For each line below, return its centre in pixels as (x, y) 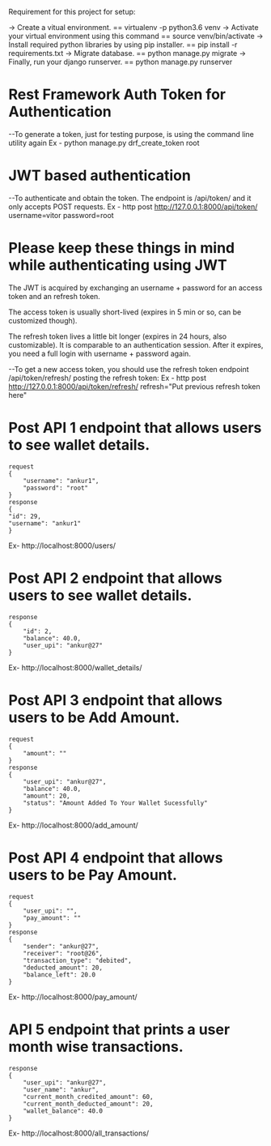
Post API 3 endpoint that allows (115, 700)
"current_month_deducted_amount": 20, (88, 1104)
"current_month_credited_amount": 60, (88, 1097)
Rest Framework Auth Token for (117, 94)
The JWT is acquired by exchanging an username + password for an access (135, 288)
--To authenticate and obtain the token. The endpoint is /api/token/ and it (130, 198)
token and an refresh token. (55, 296)
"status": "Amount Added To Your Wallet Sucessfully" (115, 803)
